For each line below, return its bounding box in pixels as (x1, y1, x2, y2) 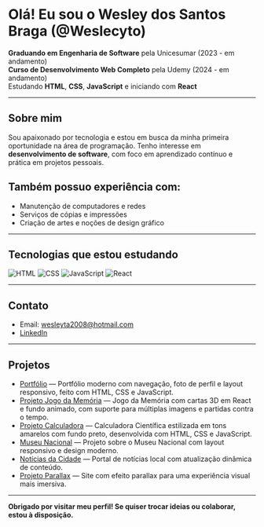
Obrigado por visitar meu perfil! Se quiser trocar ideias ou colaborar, (8, 502, 236, 511)
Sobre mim (8, 112, 63, 125)
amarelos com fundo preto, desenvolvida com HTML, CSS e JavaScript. (19, 430, 253, 438)
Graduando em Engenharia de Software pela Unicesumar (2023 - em (8, 48, 235, 57)
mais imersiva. (19, 479, 67, 489)
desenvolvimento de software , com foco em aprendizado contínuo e (8, 149, 233, 159)
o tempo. (19, 412, 49, 422)
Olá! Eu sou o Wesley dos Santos (8, 5, 226, 24)
